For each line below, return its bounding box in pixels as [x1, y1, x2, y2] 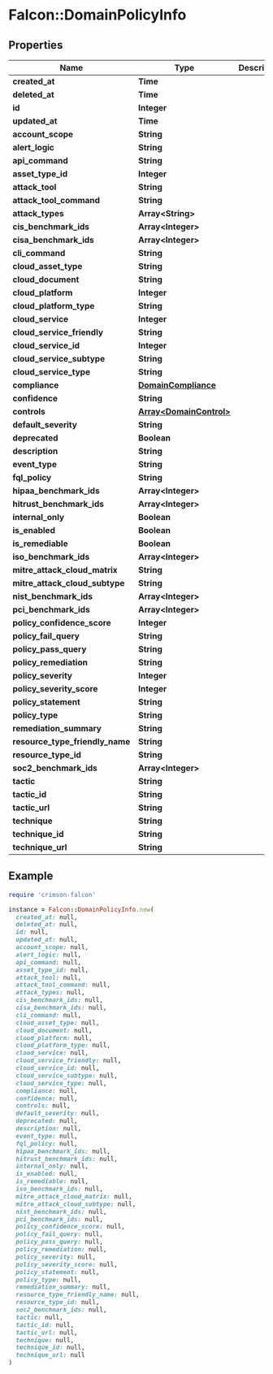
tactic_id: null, [15, 1320, 75, 1329]
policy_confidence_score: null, [15, 1223, 126, 1231]
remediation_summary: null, [15, 1283, 111, 1291]
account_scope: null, [15, 943, 89, 951]
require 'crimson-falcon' [8, 891, 96, 899]
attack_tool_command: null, [15, 981, 111, 989]
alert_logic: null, [15, 951, 82, 959]
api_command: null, [15, 958, 82, 966]
